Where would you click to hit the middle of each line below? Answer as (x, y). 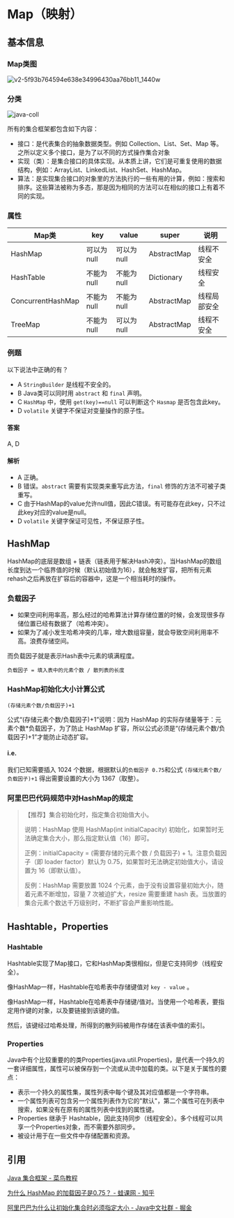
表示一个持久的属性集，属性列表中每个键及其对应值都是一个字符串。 (115, 1092)
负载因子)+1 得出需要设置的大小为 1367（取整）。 (75, 778)
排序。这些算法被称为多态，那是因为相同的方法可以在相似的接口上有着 (118, 187)
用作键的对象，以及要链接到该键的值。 (68, 1010)
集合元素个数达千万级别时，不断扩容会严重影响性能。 (101, 903)
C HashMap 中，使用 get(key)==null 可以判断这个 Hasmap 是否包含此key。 (121, 401)
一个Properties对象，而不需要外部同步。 (81, 1127)
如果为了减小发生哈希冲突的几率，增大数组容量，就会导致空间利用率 (115, 632)
